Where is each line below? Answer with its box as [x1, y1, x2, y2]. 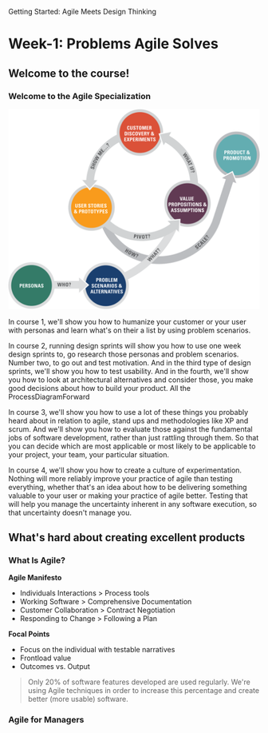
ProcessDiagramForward [8, 392, 90, 401]
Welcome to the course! [8, 66, 130, 80]
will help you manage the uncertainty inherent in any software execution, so [8, 499, 258, 508]
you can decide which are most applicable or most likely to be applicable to [8, 441, 256, 451]
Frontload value [19, 653, 72, 663]
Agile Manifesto [8, 573, 62, 583]
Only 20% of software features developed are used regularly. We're [27, 677, 251, 687]
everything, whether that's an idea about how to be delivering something [8, 482, 247, 492]
